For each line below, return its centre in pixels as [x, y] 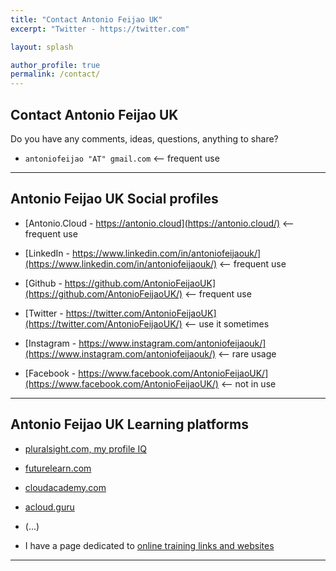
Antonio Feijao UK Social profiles [114, 199]
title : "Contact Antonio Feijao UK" [86, 19]
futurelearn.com [58, 468]
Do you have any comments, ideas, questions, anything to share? [144, 138]
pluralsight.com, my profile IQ [85, 448]
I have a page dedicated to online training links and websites [149, 545]
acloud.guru [49, 507]
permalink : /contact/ [55, 74]
